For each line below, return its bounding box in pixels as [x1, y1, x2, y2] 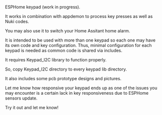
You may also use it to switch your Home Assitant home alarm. [5, 28, 130, 33]
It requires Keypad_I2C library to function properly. [5, 57, 107, 62]
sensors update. [5, 95, 38, 101]
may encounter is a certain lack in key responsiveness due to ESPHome [5, 90, 149, 96]
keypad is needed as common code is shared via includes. [5, 48, 123, 53]
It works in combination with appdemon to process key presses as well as [5, 14, 153, 19]
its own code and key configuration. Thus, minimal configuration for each [5, 43, 152, 48]
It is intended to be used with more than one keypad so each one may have [5, 37, 156, 43]
